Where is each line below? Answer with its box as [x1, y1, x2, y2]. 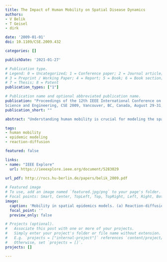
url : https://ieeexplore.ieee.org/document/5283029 [9, 167, 119, 172]
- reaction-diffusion [5, 140, 50, 145]
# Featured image [5, 185, 41, 190]
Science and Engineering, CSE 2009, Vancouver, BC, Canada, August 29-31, [5, 103, 164, 108]
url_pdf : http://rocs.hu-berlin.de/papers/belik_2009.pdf [5, 176, 128, 181]
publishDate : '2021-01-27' [5, 57, 61, 62]
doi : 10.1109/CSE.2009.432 [5, 39, 61, 45]
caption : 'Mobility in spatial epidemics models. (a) [9, 203, 123, 208]
